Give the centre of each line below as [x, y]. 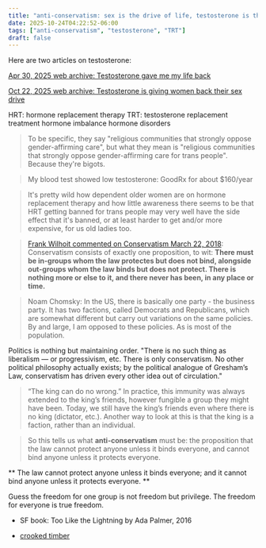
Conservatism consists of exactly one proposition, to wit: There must [141, 253]
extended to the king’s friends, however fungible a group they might [138, 400]
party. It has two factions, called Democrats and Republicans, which [139, 310]
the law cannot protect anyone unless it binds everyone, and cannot [138, 449]
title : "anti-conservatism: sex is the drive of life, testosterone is [129, 15]
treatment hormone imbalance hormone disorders [89, 123]
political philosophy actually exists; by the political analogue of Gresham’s [128, 368]
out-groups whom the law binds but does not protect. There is [132, 269]
